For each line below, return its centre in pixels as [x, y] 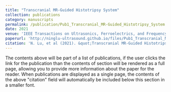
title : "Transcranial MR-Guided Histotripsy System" [62, 10]
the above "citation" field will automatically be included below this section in [85, 79]
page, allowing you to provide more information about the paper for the [80, 68]
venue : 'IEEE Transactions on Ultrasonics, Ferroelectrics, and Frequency [86, 34]
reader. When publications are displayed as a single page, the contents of [82, 74]
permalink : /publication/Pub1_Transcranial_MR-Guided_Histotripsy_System [85, 24]
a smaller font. [20, 85]
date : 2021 [17, 29]
